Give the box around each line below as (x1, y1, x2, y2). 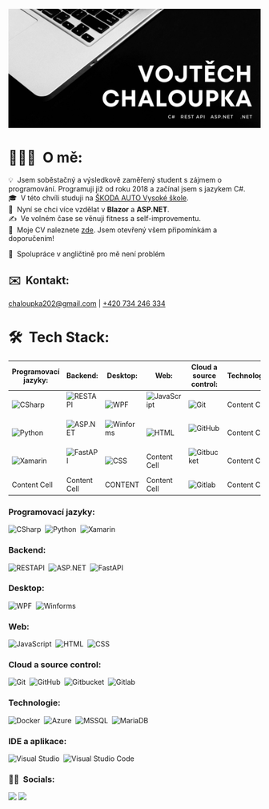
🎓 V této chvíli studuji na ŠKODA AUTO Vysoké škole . (8, 193, 190, 203)
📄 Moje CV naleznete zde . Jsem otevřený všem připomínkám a (8, 225, 218, 235)
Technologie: (8, 698, 61, 709)
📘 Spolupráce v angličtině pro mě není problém (8, 249, 166, 259)
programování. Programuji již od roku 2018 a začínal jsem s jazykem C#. (8, 184, 246, 194)
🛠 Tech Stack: (8, 328, 110, 347)
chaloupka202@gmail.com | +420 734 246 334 (8, 298, 166, 308)
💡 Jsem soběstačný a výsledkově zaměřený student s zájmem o (8, 175, 223, 185)
